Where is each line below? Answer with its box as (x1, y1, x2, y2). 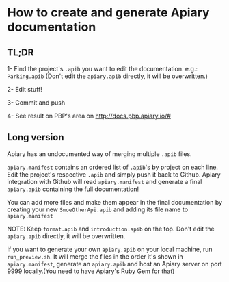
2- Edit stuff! (7, 86, 42, 93)
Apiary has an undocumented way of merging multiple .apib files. (7, 149, 193, 158)
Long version (7, 131, 64, 143)
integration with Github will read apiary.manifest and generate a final (7, 177, 202, 185)
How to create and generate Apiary (7, 5, 210, 21)
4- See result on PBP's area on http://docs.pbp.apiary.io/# (7, 112, 171, 120)
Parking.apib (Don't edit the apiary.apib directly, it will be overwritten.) (7, 72, 208, 80)
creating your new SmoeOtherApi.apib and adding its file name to (7, 205, 189, 214)
